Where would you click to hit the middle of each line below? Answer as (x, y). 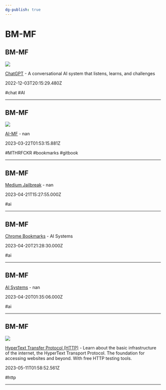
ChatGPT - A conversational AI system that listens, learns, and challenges (80, 73)
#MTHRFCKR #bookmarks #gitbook (41, 153)
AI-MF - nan (18, 134)
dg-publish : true (23, 10)
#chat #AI (15, 92)
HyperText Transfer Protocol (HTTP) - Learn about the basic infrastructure (81, 348)
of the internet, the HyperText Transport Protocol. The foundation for (75, 353)
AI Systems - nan (23, 287)
